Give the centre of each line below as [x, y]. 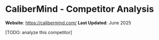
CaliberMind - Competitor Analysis [80, 9]
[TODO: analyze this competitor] [39, 32]
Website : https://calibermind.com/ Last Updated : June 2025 [68, 23]
